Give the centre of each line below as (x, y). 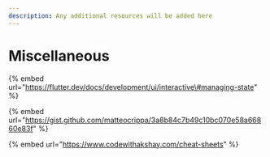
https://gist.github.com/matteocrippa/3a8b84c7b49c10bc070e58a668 (143, 120)
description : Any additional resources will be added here (111, 16)
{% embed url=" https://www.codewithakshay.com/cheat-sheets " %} (124, 144)
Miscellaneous (59, 55)
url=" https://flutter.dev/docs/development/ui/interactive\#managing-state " (133, 87)
